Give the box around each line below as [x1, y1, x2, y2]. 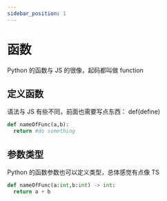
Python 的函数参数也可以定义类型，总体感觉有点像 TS [7, 168, 160, 176]
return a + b [13, 188, 51, 195]
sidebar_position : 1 [7, 10, 67, 17]
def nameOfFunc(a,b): [7, 121, 70, 128]
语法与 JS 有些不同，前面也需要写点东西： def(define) [7, 107, 161, 116]
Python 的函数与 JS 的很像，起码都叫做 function [7, 66, 144, 74]
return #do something [13, 128, 76, 135]
